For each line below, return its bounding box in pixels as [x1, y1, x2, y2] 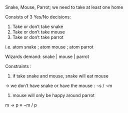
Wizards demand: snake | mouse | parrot [5, 53, 89, 59]
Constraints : [5, 63, 31, 69]
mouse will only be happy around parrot [12, 92, 95, 98]
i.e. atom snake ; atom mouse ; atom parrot [5, 44, 94, 49]
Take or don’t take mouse [12, 29, 65, 34]
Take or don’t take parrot [12, 34, 64, 40]
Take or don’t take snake [12, 23, 63, 29]
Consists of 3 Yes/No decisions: [5, 14, 71, 19]
